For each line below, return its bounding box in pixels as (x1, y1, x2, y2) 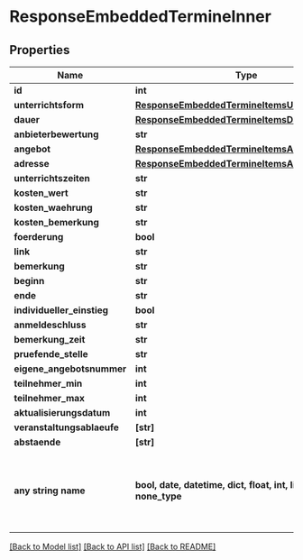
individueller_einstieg (14, 304, 109, 317)
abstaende (14, 436, 61, 448)
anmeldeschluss (14, 318, 87, 331)
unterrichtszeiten (14, 172, 90, 184)
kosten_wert (14, 187, 69, 199)
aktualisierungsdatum (14, 407, 111, 418)
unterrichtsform (14, 99, 84, 111)
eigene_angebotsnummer (14, 363, 127, 375)
